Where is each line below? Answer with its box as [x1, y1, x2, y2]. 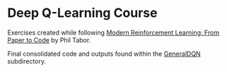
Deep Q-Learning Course [7, 5, 158, 21]
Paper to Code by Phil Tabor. [7, 35, 91, 44]
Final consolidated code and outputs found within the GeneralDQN [7, 49, 201, 58]
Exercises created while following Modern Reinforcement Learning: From [7, 28, 220, 37]
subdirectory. [7, 56, 47, 65]
